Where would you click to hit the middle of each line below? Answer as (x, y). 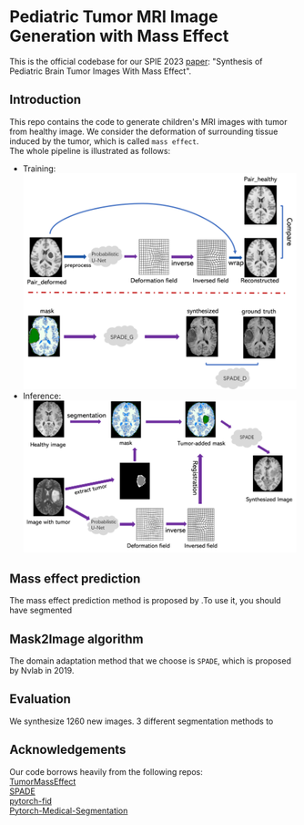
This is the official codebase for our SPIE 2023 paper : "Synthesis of (136, 61)
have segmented (41, 610)
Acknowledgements (68, 750)
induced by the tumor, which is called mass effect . (104, 141)
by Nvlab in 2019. (42, 671)
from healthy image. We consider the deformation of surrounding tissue (144, 131)
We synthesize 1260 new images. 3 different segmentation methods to (142, 721)
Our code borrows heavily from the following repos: (106, 771)
